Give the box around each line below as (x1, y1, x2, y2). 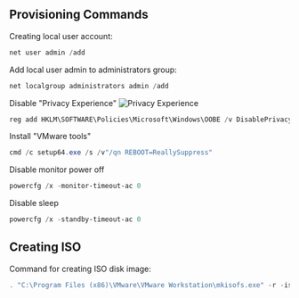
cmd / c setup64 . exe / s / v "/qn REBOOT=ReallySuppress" (9, 148, 214, 157)
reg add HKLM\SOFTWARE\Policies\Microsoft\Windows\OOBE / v (9, 115, 233, 124)
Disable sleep (9, 198, 60, 209)
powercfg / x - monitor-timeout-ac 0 (9, 182, 141, 191)
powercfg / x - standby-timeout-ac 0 (9, 215, 141, 224)
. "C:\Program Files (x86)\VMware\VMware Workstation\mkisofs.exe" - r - (9, 280, 285, 289)
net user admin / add (9, 48, 86, 57)
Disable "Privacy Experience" (9, 97, 117, 108)
